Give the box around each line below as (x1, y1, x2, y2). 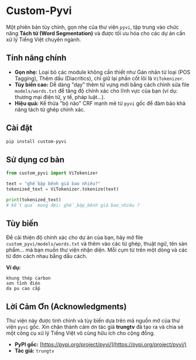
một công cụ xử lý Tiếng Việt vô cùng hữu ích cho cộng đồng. (6, 330, 155, 337)
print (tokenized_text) (6, 196, 61, 203)
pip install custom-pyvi (6, 138, 67, 144)
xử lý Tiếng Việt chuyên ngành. (6, 36, 81, 43)
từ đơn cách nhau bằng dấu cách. (6, 253, 88, 260)
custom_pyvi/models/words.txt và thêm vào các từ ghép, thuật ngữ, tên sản (6, 240, 188, 247)
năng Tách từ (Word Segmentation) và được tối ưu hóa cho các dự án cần (6, 29, 185, 36)
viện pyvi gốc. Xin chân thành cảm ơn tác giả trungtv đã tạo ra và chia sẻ (6, 324, 184, 331)
